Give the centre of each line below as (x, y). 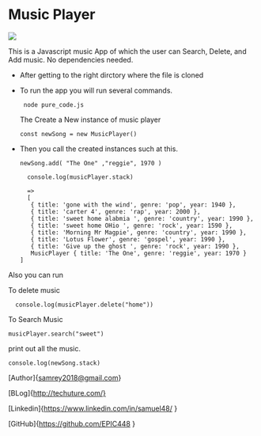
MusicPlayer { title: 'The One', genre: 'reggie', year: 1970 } (138, 253)
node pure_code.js (54, 104)
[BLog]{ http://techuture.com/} (57, 392)
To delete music (34, 290)
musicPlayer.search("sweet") (56, 334)
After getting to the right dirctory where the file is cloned (112, 75)
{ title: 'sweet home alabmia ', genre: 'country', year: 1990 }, (142, 218)
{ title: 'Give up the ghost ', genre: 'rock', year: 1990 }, (135, 246)
